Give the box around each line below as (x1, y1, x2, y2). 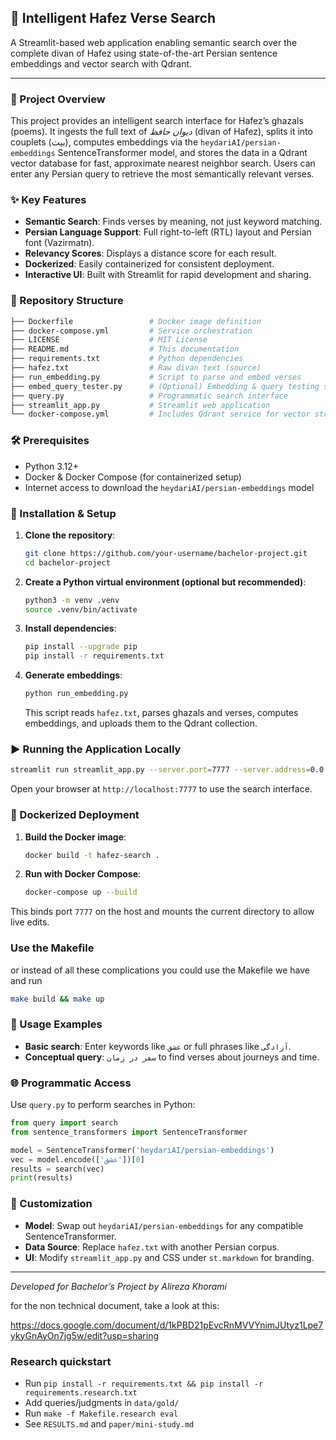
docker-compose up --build (24, 887, 138, 898)
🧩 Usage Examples (10, 1017, 103, 1031)
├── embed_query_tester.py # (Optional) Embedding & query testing (10, 381, 320, 391)
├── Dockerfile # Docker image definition (10, 316, 262, 326)
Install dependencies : (24, 622, 117, 635)
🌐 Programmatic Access (10, 1076, 132, 1090)
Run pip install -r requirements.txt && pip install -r (24, 1377, 264, 1389)
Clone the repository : (24, 529, 116, 541)
